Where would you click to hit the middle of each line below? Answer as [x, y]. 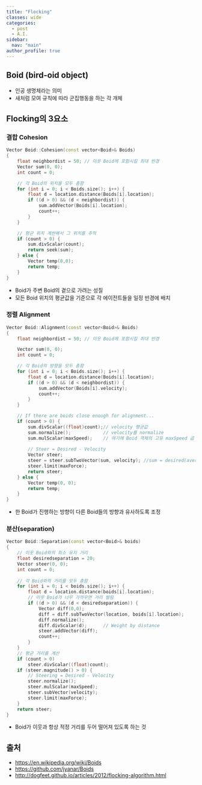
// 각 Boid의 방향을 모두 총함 [50, 366]
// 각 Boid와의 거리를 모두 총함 [53, 581]
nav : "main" [27, 46]
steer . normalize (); [52, 681]
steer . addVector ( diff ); [68, 631]
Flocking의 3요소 [37, 119]
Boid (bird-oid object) [47, 75]
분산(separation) [30, 529]
